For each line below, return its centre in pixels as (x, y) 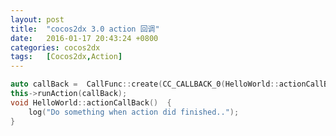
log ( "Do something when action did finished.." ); (134, 112)
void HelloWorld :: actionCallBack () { (91, 102)
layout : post (37, 19)
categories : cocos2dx (55, 47)
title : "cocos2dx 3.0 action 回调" (85, 29)
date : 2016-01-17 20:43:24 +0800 (84, 38)
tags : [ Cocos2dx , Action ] (66, 57)
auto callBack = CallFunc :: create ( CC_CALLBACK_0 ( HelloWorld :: (145, 84)
